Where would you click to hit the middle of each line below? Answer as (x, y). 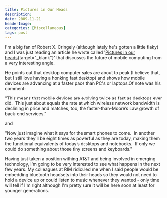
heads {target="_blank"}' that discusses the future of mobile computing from (83, 57)
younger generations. (27, 190)
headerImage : (19, 24)
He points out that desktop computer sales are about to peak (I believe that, (83, 72)
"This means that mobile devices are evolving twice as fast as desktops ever (83, 98)
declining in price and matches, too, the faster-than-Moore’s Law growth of (82, 108)
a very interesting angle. (30, 63)
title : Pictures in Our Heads (37, 10)
